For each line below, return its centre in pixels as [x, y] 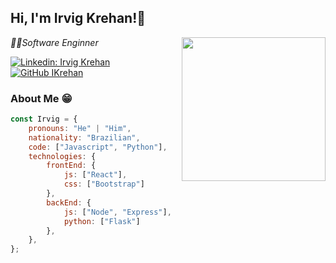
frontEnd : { [71, 166]
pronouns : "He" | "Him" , [80, 128]
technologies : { [62, 156]
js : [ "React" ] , [95, 175]
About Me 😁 [41, 98]
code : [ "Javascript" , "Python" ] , [98, 147]
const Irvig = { [44, 119]
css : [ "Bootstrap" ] [104, 184]
